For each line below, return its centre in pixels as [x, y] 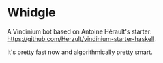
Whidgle [31, 13]
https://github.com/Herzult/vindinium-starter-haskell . [82, 38]
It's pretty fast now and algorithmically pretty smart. [80, 52]
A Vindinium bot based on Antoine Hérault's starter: [79, 32]
